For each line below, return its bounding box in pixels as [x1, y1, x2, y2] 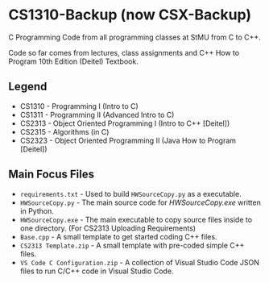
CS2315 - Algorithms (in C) [19, 127, 110, 136]
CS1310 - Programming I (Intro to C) [19, 101, 139, 110]
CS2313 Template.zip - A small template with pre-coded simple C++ [19, 240, 245, 250]
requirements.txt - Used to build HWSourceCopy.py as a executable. [19, 189, 242, 198]
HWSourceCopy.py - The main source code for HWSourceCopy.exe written [19, 198, 262, 207]
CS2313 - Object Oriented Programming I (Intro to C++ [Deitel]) [19, 119, 230, 128]
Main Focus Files [8, 168, 95, 181]
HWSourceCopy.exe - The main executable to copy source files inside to [19, 214, 252, 224]
